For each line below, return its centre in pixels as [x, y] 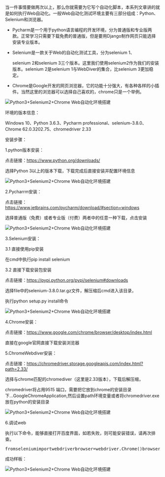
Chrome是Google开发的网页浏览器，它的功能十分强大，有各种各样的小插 [86, 86]
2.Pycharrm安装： [23, 192]
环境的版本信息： [22, 113]
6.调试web [16, 423]
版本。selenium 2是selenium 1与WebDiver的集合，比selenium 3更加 [81, 69]
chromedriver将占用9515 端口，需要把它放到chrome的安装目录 [68, 389]
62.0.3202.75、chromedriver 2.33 [57, 129]
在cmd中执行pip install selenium [38, 259]
